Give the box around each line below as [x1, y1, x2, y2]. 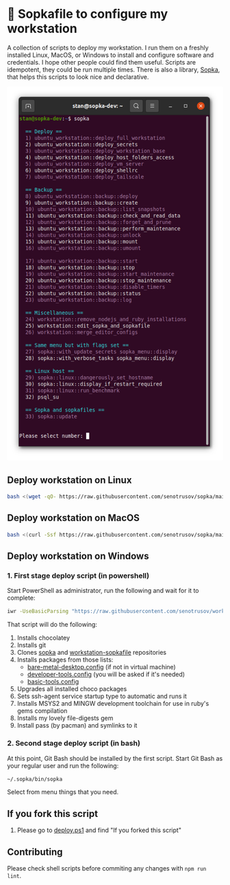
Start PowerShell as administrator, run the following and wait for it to [7, 587, 199, 595]
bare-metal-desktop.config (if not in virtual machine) [27, 663, 176, 671]
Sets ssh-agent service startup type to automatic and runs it [16, 692, 187, 700]
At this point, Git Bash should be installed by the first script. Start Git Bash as [7, 754, 223, 762]
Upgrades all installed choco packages [16, 685, 127, 693]
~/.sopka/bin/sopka [7, 776, 63, 783]
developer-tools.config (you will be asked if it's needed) [27, 670, 186, 679]
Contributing [7, 846, 63, 858]
